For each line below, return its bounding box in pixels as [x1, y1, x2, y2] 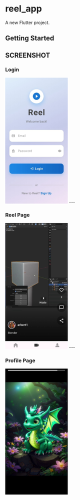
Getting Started [5, 34, 54, 42]
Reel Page [5, 211, 30, 218]
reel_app [5, 3, 42, 14]
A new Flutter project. [5, 19, 50, 25]
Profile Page [5, 357, 35, 364]
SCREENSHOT [5, 51, 50, 59]
